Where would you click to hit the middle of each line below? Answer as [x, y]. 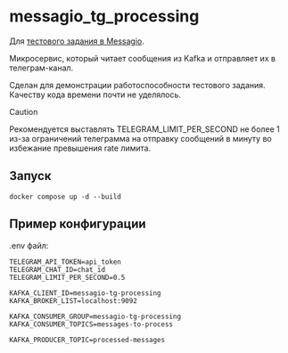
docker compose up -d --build [66, 197]
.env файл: [29, 245]
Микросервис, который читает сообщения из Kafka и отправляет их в [143, 58]
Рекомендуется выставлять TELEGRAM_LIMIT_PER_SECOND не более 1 [145, 129]
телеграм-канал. [41, 68]
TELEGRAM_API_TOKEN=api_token [66, 262]
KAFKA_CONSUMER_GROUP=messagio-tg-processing [95, 316]
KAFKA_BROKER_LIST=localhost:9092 [74, 300]
